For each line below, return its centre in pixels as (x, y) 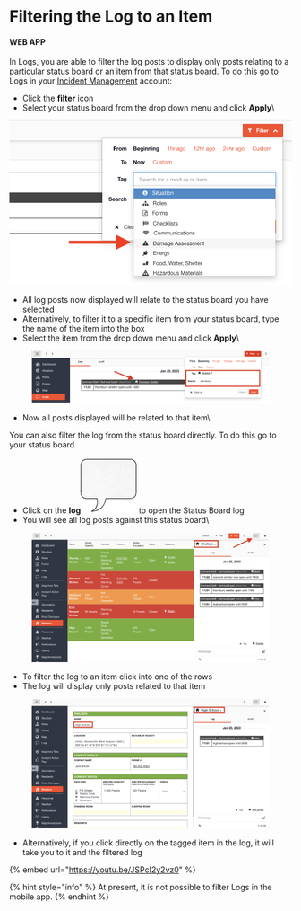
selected (39, 309)
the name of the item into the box (83, 328)
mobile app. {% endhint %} (59, 897)
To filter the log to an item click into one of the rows (117, 677)
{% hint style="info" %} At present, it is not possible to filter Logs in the (141, 887)
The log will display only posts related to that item (114, 685)
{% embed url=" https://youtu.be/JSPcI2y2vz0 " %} (103, 870)
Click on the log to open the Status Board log (133, 510)
